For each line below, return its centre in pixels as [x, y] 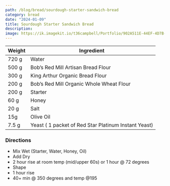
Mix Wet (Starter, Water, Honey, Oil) [50, 151]
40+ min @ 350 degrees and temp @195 [55, 178]
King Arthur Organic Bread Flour [69, 76]
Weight [17, 50]
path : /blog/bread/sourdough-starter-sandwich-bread [62, 10]
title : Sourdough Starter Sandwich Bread [50, 24]
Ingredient [92, 50]
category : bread [22, 15]
